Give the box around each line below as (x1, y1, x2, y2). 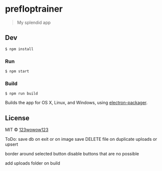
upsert (5, 141, 18, 147)
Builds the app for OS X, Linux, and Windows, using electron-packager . (5, 100, 148, 106)
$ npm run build (5, 91, 38, 96)
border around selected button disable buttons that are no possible (5, 151, 140, 157)
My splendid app (17, 19, 51, 25)
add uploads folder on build (5, 160, 60, 166)
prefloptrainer (5, 3, 63, 15)
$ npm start (5, 69, 29, 74)
